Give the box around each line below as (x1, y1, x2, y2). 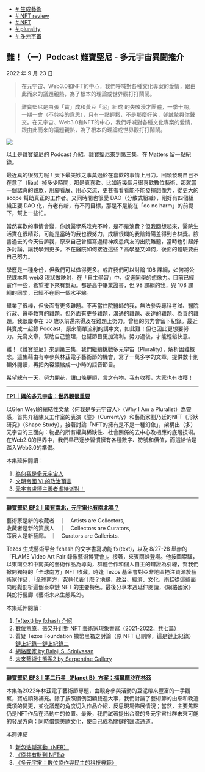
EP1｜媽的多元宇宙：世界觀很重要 (6, 392, 90, 399)
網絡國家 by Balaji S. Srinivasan (15, 647, 94, 655)
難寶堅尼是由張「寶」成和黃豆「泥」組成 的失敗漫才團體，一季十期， (21, 103, 194, 110)
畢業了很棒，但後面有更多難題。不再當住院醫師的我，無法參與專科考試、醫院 (6, 302, 199, 309)
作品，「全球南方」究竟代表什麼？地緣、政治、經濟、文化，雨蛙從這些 (16, 576, 191, 583)
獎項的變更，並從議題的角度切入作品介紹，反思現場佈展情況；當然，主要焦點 (6, 702, 199, 710)
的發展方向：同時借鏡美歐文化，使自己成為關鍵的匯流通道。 (6, 718, 156, 725)
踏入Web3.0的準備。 (6, 444, 58, 451)
